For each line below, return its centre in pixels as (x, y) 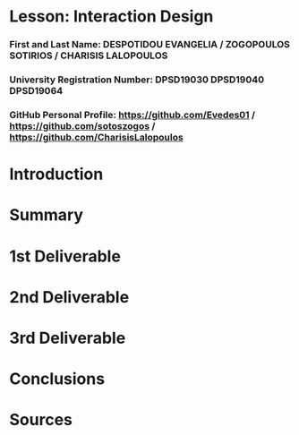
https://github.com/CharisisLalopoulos (96, 137)
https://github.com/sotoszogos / (82, 125)
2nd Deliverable (69, 297)
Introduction (56, 174)
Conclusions (57, 379)
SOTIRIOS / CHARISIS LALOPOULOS (89, 55)
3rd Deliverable (68, 338)
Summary (46, 215)
